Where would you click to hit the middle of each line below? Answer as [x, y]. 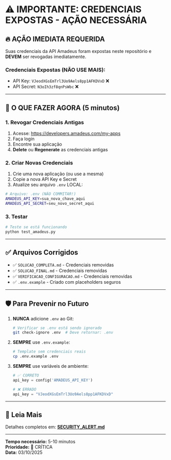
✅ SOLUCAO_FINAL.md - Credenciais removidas [60, 270]
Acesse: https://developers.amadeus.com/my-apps [66, 133]
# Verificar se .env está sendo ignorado [57, 328]
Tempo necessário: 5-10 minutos [40, 442]
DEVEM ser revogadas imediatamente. [46, 57]
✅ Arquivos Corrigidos [42, 252]
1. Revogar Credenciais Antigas [45, 122]
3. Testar [17, 217]
